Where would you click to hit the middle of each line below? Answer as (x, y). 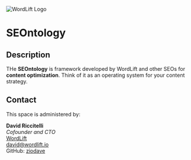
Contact (21, 100)
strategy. (17, 81)
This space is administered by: (43, 114)
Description (28, 55)
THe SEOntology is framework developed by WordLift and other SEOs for (96, 69)
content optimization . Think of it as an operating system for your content (96, 75)
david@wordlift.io (27, 144)
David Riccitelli (25, 125)
